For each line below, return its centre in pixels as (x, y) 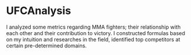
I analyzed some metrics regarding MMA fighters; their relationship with (93, 27)
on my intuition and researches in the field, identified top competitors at (93, 39)
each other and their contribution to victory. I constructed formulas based (96, 33)
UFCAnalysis (39, 11)
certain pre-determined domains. (46, 46)
